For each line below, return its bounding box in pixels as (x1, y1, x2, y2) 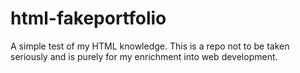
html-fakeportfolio (10, 7, 167, 30)
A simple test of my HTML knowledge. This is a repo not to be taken (10, 40, 290, 52)
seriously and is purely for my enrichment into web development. (10, 50, 278, 62)
